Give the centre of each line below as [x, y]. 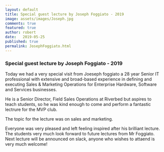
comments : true [21, 23]
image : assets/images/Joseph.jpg [39, 19]
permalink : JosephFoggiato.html [38, 46]
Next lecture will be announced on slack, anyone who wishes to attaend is [80, 139]
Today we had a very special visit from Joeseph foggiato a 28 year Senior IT [82, 74]
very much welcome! [26, 144]
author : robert [21, 32]
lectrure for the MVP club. [31, 109]
